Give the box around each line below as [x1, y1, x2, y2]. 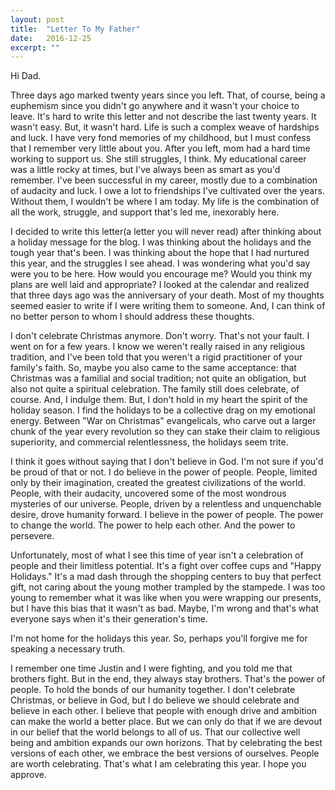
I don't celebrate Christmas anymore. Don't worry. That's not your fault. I [10, 330, 310, 342]
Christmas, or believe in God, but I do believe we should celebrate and [10, 694, 300, 706]
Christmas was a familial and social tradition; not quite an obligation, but [10, 372, 307, 385]
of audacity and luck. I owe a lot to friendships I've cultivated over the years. [10, 185, 325, 197]
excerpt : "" [10, 42, 60, 53]
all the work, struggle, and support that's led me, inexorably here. [10, 206, 280, 218]
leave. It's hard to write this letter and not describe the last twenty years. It [10, 111, 317, 123]
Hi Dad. [10, 70, 42, 82]
